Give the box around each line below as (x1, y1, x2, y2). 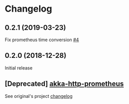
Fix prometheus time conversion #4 (5, 37, 79, 43)
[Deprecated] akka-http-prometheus (5, 80, 124, 88)
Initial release (5, 64, 33, 71)
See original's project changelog (5, 93, 73, 99)
